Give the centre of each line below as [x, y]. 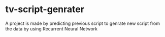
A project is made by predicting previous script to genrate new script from [83, 23]
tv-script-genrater [45, 9]
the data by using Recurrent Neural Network [52, 28]
